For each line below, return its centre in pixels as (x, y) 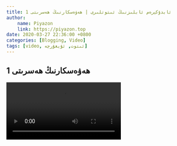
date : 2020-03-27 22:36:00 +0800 (49, 35)
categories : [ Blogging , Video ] (46, 40)
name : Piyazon (35, 23)
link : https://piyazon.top (52, 29)
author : (16, 18)
